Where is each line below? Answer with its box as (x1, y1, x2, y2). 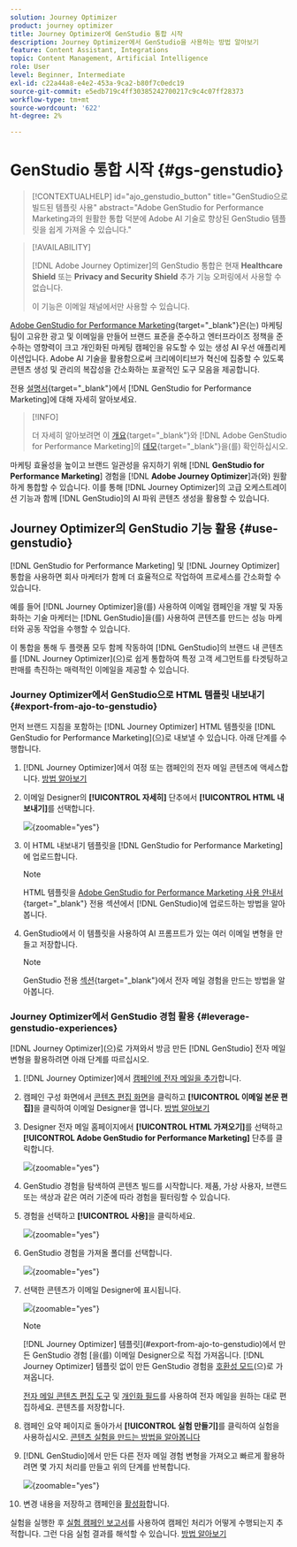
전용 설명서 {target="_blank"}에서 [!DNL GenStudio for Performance (10, 383, 252, 394)
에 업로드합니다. (22, 851, 78, 862)
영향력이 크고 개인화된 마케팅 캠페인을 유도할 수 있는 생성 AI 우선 (33, 342, 255, 353)
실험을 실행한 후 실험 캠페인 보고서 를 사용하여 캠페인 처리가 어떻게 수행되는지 (10, 1518, 275, 1528)
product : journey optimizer (10, 21, 114, 30)
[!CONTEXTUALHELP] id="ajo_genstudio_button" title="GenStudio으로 (31, 191, 288, 202)
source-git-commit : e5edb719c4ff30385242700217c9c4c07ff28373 (10, 87, 244, 96)
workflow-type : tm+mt (10, 95, 90, 104)
